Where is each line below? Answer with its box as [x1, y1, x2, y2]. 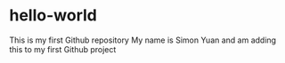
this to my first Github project [9, 43, 117, 54]
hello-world [9, 5, 98, 26]
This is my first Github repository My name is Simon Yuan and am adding [9, 35, 277, 45]
